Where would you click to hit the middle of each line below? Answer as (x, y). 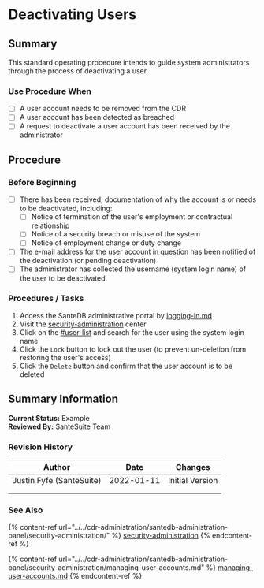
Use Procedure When (50, 91)
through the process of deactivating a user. (78, 71)
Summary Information (63, 399)
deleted (32, 374)
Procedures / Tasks (46, 299)
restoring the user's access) (65, 357)
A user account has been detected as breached (97, 117)
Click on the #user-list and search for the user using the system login (132, 332)
